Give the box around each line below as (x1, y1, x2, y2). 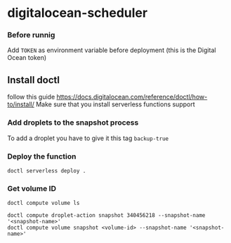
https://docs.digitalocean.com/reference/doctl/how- (56, 93, 208, 101)
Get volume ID (7, 183, 57, 193)
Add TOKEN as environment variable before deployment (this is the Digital (7, 46, 216, 54)
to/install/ (7, 100, 35, 108)
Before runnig (7, 30, 55, 40)
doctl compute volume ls (7, 199, 80, 207)
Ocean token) (7, 54, 47, 62)
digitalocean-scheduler (7, 5, 148, 21)
